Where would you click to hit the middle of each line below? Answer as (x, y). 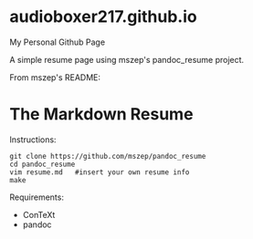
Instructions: (33, 140)
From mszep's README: (55, 77)
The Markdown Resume (101, 114)
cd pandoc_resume (42, 164)
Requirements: (37, 197)
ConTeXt (39, 214)
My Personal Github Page (58, 42)
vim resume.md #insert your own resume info (100, 172)
